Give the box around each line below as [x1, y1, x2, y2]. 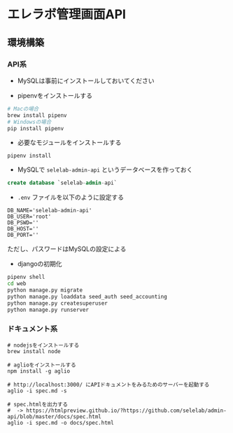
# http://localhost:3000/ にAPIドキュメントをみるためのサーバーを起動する [7, 381, 210, 388]
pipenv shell [7, 274, 45, 281]
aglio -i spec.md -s [7, 387, 68, 394]
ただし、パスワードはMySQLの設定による [7, 245, 127, 253]
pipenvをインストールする [17, 91, 93, 99]
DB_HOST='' [7, 226, 39, 233]
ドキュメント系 [7, 324, 58, 334]
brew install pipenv [7, 111, 68, 119]
